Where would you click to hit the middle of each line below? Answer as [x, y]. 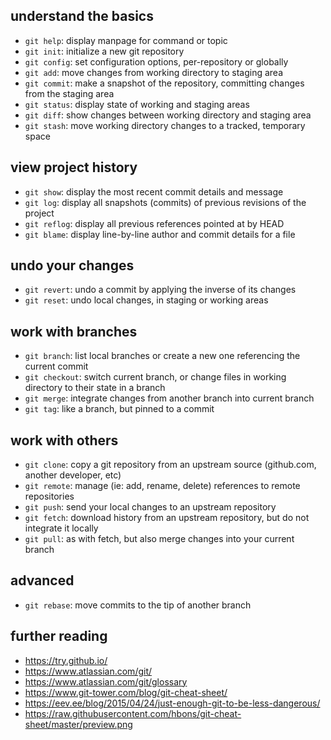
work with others [64, 440]
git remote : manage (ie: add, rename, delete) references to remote [162, 486]
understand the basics [82, 16]
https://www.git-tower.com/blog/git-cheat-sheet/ [126, 692]
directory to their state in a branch [95, 388]
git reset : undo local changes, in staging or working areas [146, 300]
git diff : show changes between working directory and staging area [168, 115]
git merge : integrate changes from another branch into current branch [169, 398]
